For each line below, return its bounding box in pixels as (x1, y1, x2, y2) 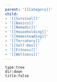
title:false (5, 73, 29, 79)
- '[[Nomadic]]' (5, 25, 38, 30)
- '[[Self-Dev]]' (5, 43, 40, 48)
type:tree (5, 65, 25, 70)
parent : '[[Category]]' (5, 7, 53, 12)
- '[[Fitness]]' (5, 47, 38, 52)
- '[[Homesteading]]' (5, 34, 49, 39)
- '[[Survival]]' (5, 16, 40, 21)
